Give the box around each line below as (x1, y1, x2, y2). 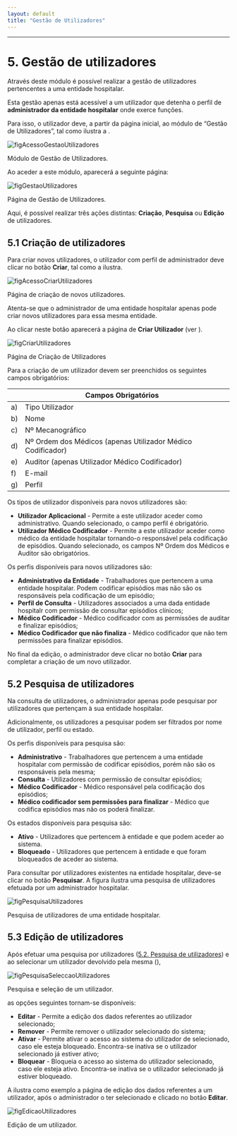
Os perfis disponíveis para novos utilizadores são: (7, 563, 152, 571)
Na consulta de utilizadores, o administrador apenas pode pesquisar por (7, 697, 217, 705)
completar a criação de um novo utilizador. (7, 657, 132, 666)
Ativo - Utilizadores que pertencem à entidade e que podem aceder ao (17, 833, 224, 841)
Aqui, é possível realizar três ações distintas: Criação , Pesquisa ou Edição (7, 209, 224, 217)
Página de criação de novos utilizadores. (7, 291, 126, 299)
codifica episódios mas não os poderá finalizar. (17, 805, 155, 814)
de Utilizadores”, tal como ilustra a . (7, 127, 111, 135)
